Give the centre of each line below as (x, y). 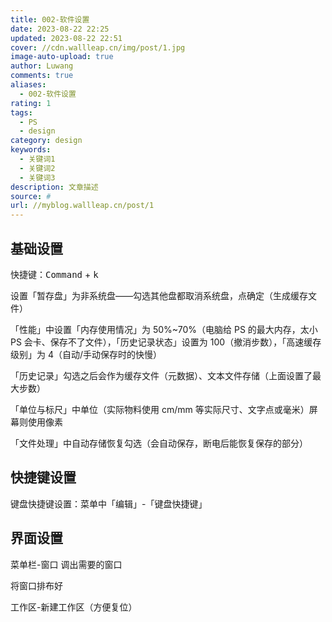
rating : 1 (31, 103)
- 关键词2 (37, 168)
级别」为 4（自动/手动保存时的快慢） (86, 354)
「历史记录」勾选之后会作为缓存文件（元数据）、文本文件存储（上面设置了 (161, 375)
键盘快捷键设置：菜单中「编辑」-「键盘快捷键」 (109, 503)
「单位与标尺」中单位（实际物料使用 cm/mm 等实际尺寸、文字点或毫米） (160, 409)
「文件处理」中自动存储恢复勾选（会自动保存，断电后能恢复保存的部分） (159, 443)
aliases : (28, 85)
